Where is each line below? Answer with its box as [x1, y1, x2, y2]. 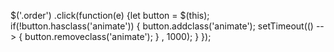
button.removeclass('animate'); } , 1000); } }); [24, 31, 212, 42]
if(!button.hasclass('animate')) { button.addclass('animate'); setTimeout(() [10, 20, 314, 32]
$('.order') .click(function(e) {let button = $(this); [10, 10, 210, 21]
